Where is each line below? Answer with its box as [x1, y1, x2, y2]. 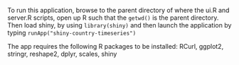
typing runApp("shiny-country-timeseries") [7, 28, 137, 37]
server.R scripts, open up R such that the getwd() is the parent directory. [7, 13, 219, 22]
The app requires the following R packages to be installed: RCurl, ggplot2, [7, 42, 224, 50]
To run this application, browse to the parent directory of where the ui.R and [7, 6, 230, 14]
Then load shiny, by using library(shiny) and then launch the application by [7, 21, 232, 29]
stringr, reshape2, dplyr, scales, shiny [7, 49, 117, 58]
